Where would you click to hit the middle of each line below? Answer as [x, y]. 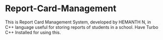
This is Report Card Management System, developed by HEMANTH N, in [78, 22]
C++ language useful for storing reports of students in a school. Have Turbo [82, 27]
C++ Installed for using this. [33, 32]
